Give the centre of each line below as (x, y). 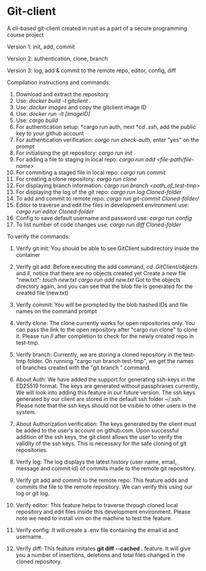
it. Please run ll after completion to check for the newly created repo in (105, 336)
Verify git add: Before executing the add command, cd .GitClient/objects (107, 266)
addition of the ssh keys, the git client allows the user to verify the (99, 437)
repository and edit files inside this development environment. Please (103, 512)
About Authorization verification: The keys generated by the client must (106, 424)
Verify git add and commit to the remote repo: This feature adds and (102, 480)
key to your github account (50, 133)
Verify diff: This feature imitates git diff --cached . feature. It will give (103, 548)
